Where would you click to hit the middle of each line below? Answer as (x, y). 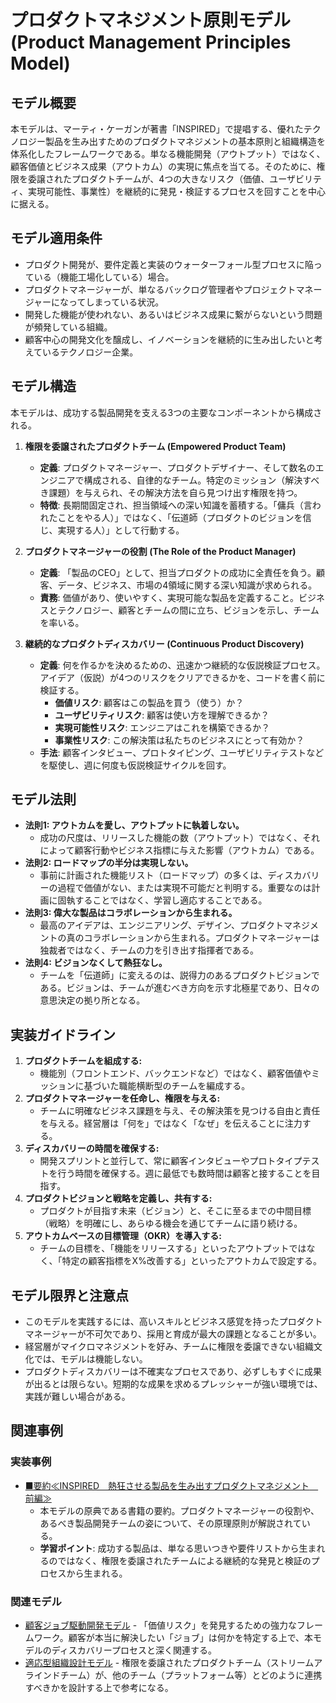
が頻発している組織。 (68, 327)
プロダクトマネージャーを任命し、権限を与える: (122, 1098)
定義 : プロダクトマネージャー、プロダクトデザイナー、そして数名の (177, 467)
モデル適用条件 (56, 238)
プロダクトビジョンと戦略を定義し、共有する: (118, 1198)
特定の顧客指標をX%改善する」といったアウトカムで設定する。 (191, 1261)
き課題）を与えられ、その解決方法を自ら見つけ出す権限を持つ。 (171, 492)
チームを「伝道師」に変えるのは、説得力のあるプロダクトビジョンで (179, 975)
